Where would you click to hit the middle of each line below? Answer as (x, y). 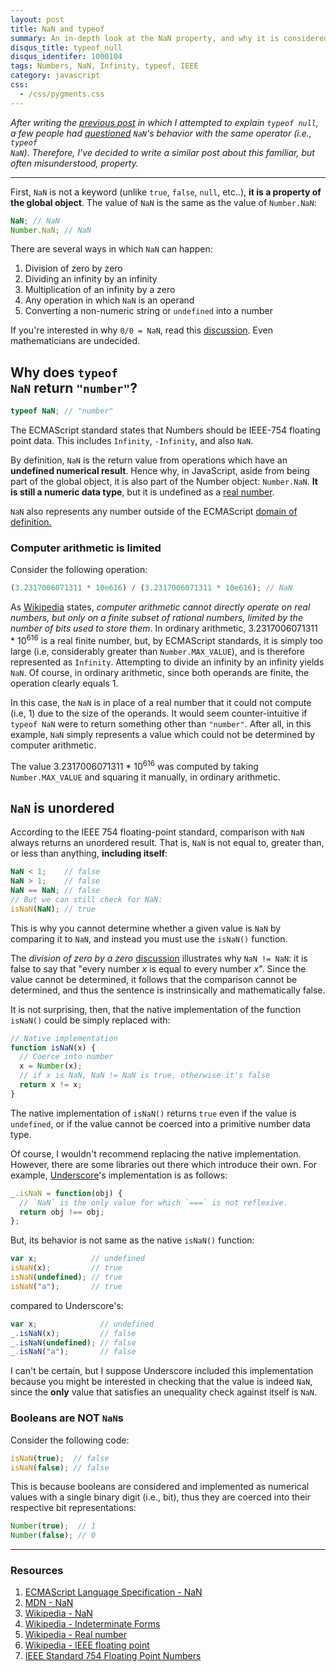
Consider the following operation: (79, 570)
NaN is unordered (62, 807)
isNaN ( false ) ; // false (60, 1467)
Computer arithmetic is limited (86, 548)
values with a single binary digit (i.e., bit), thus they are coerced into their (160, 1497)
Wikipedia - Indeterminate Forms (92, 1624)
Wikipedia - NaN (58, 1613)
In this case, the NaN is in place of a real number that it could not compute (161, 702)
